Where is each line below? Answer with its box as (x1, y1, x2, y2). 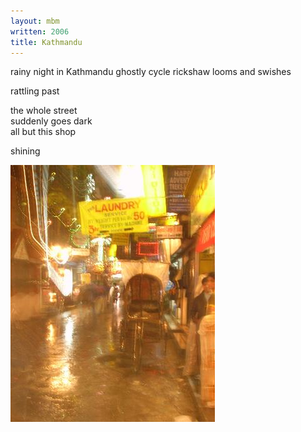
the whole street (10, 105, 78, 117)
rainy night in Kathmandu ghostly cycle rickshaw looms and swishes (10, 66, 292, 78)
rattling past (10, 85, 60, 97)
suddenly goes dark (10, 115, 93, 127)
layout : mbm (10, 16, 60, 26)
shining (10, 145, 41, 157)
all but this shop (10, 126, 77, 138)
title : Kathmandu (10, 37, 83, 47)
